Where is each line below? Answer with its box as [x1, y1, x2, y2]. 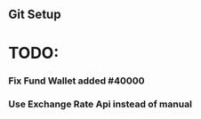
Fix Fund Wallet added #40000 [8, 75, 145, 87]
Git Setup [8, 7, 61, 22]
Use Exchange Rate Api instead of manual [8, 98, 193, 110]
